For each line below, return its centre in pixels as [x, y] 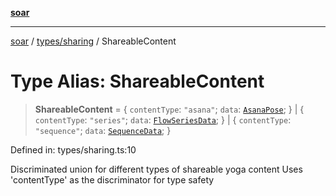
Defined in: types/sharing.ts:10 [73, 149]
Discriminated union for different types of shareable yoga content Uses [156, 169]
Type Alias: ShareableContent [137, 81]
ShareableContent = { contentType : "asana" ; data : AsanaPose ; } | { [169, 109]
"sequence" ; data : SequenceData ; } [103, 130]
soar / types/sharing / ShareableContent [93, 41]
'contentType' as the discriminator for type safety [112, 179]
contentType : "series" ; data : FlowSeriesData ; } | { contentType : [163, 119]
